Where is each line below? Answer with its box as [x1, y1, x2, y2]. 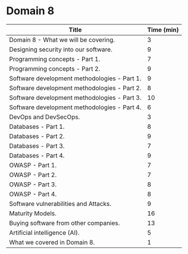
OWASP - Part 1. [9, 161, 57, 169]
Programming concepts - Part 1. [9, 55, 101, 63]
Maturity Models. [9, 209, 57, 217]
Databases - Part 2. [9, 132, 65, 140]
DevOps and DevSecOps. [9, 113, 80, 121]
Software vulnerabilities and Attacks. [9, 199, 112, 208]
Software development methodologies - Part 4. [9, 103, 142, 111]
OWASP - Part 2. [9, 170, 57, 179]
